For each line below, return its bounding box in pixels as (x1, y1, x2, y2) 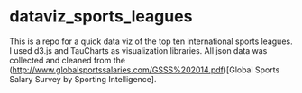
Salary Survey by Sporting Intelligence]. (9, 73, 157, 84)
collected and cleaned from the (9, 55, 126, 65)
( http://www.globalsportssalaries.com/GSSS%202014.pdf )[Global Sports (9, 64, 280, 75)
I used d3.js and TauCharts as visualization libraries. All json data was (9, 45, 268, 55)
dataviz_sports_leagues (9, 6, 193, 27)
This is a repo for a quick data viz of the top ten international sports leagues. (9, 36, 293, 46)
